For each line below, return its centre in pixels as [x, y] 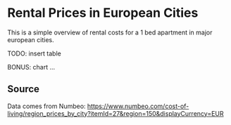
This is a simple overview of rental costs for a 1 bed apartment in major [110, 32]
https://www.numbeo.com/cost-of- [138, 106]
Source [24, 89]
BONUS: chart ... [31, 67]
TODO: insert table [34, 53]
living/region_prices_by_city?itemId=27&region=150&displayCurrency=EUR [115, 113]
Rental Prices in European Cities [103, 13]
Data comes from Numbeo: [46, 106]
